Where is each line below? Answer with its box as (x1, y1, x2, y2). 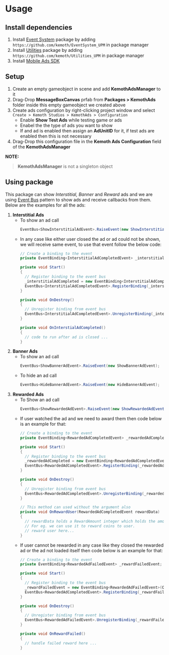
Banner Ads (12, 348, 38, 354)
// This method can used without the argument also (20, 505, 131, 510)
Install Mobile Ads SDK (12, 58, 60, 63)
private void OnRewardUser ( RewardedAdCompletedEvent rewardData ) (20, 509, 160, 514)
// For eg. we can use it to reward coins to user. (24, 523, 135, 529)
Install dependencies (5, 23, 72, 32)
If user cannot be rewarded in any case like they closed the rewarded (20, 542, 164, 548)
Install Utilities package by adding (12, 47, 83, 53)
